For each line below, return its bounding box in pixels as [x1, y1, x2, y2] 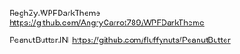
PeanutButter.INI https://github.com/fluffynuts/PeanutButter [9, 35, 232, 45]
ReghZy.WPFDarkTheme [9, 8, 101, 18]
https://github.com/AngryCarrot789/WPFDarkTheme [9, 17, 205, 28]
